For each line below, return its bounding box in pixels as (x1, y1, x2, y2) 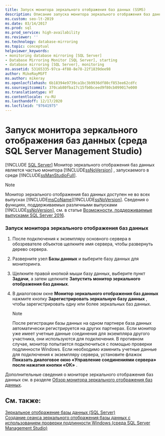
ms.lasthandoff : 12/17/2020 (5, 99, 63, 104)
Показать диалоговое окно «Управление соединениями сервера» (12, 357, 156, 363)
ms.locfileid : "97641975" (5, 103, 58, 108)
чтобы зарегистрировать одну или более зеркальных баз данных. (12, 301, 151, 307)
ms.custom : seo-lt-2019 (5, 16, 54, 21)
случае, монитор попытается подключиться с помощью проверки (12, 341, 152, 347)
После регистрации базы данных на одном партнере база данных (12, 320, 152, 326)
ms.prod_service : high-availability (5, 30, 80, 35)
